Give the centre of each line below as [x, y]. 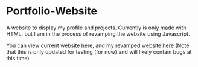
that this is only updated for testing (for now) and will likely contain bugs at [99, 51]
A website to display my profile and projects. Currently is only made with [96, 28]
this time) [18, 58]
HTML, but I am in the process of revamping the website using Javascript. [98, 33]
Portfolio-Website [52, 11]
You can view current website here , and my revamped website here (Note [98, 45]
